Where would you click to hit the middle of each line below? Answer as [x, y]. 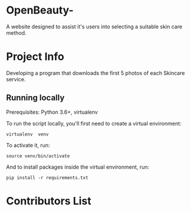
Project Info [35, 57]
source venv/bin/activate [38, 156]
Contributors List [49, 201]
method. [16, 32]
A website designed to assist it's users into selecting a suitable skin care [94, 27]
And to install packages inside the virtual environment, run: [78, 167]
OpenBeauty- [40, 10]
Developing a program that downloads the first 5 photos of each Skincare [96, 73]
